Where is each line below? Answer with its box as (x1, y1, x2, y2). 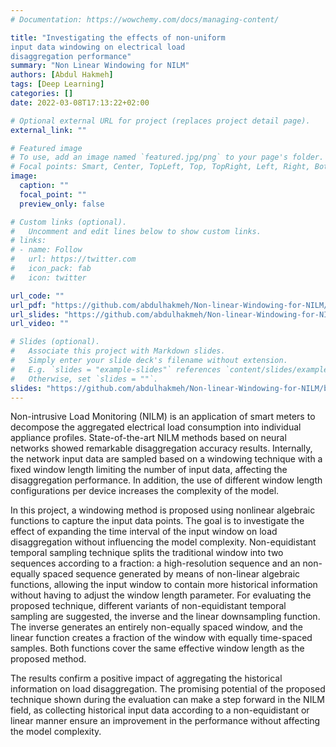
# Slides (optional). (10, 337, 101, 347)
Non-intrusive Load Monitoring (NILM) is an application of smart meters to (10, 411, 316, 423)
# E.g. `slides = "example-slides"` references (10, 364, 222, 375)
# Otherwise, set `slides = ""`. (10, 374, 159, 384)
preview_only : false (19, 199, 105, 209)
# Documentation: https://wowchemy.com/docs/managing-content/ (10, 14, 280, 25)
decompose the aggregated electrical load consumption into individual (10, 421, 302, 433)
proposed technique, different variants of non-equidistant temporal (10, 600, 287, 612)
